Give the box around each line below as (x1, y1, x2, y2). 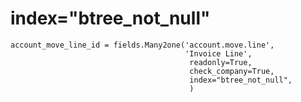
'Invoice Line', (184, 48, 253, 59)
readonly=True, (189, 57, 253, 67)
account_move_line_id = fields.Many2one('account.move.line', (10, 40, 275, 50)
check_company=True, (189, 66, 275, 76)
